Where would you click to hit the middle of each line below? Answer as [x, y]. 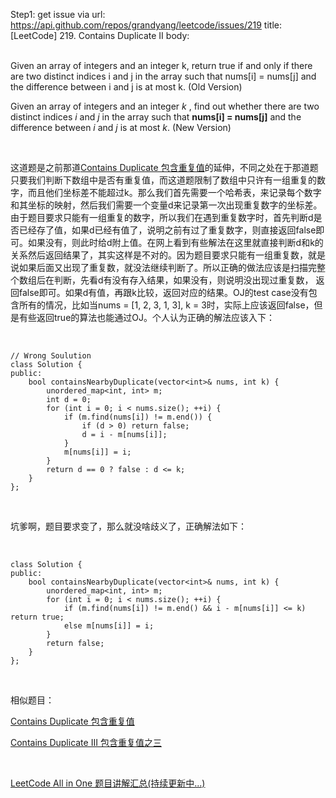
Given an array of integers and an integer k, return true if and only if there [161, 65]
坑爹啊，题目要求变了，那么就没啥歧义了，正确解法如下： [128, 526]
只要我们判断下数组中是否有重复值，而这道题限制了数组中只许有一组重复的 [163, 180]
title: [272, 25]
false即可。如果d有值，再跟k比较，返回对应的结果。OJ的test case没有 [163, 292]
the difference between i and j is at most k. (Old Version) [126, 87]
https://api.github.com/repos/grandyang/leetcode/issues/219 [136, 25]
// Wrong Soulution [51, 356]
